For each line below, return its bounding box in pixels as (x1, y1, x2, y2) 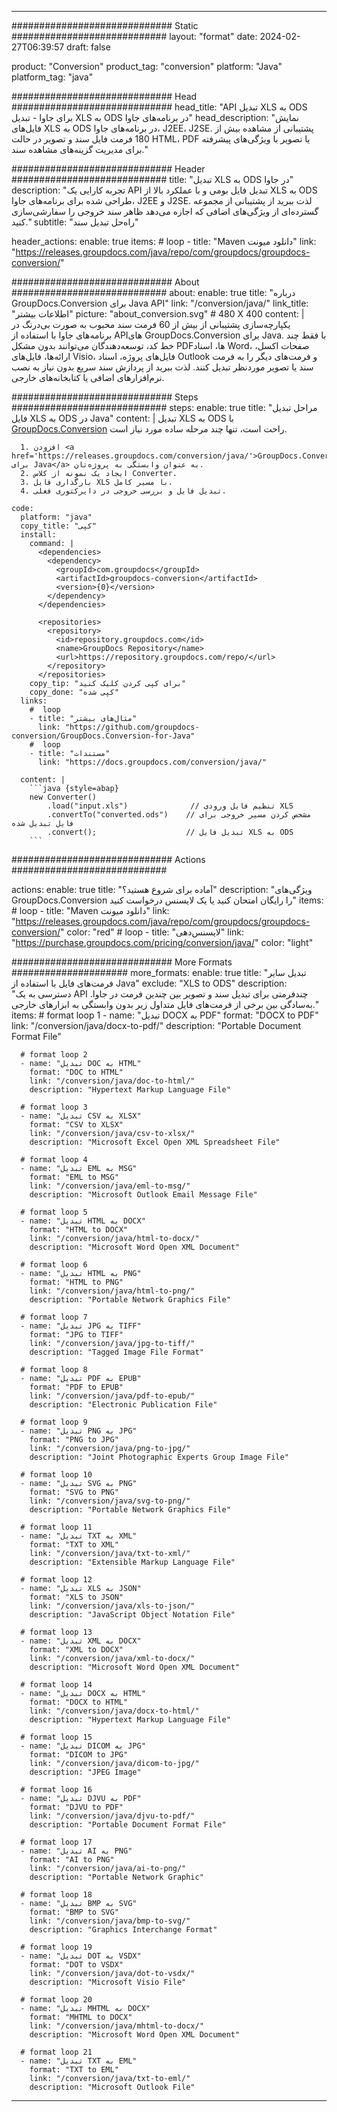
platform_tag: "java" (11, 71, 94, 83)
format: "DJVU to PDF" (29, 1802, 124, 1812)
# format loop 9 (20, 1417, 88, 1427)
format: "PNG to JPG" (29, 1435, 119, 1445)
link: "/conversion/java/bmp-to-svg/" (29, 1916, 191, 1926)
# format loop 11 (20, 1522, 93, 1532)
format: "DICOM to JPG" (29, 1750, 129, 1760)
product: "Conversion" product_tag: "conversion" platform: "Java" (11, 61, 283, 72)
